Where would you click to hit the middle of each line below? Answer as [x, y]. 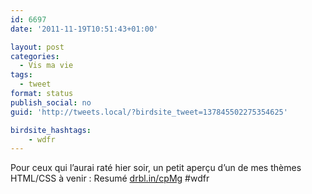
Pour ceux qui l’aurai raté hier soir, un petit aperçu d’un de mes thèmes [156, 168]
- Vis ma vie [46, 66]
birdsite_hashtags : [51, 130]
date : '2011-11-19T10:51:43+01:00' [84, 29]
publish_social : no [51, 102]
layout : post [37, 47]
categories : [35, 56]
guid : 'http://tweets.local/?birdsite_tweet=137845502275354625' [149, 112]
